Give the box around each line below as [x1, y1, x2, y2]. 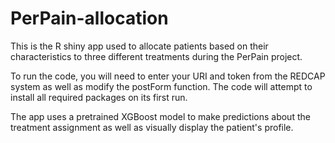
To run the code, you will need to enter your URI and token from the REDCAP [10, 70, 326, 82]
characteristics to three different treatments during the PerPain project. [10, 50, 303, 62]
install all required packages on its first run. [10, 91, 188, 103]
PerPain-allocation [10, 7, 169, 30]
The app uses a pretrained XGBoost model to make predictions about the [10, 110, 311, 122]
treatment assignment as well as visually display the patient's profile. [10, 121, 294, 133]
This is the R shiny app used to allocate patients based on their [10, 40, 269, 52]
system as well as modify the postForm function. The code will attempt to [10, 80, 313, 92]
